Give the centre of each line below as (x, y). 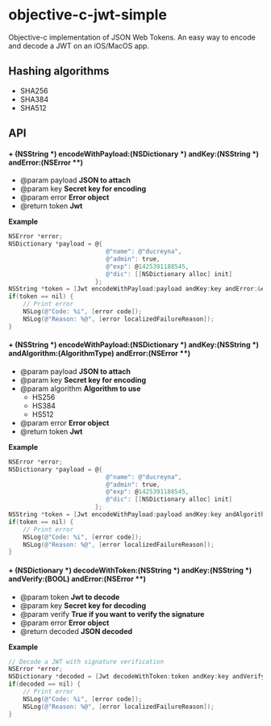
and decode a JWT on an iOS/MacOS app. (79, 45)
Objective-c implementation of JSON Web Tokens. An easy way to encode (132, 37)
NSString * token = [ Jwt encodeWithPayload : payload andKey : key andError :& (135, 289)
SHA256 (34, 90)
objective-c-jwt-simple (88, 15)
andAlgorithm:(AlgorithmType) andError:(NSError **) (100, 354)
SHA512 (33, 107)
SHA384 (34, 99)
